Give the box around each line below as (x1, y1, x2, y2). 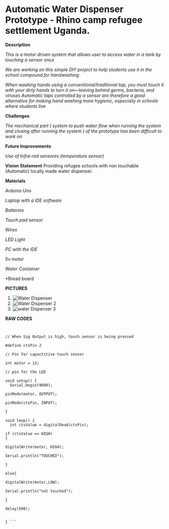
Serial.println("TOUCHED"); (5, 453, 64, 458)
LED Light (5, 236, 26, 243)
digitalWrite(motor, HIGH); (5, 444, 64, 449)
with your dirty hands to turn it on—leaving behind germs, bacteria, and (5, 87, 154, 93)
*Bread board (5, 275, 34, 281)
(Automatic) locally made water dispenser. (5, 168, 93, 174)
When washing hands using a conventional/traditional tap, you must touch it (5, 82, 164, 88)
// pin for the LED (5, 369, 46, 374)
